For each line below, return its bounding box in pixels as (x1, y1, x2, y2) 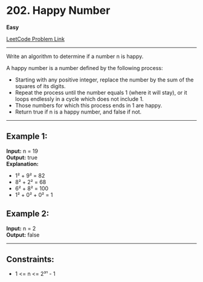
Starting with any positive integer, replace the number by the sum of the (14, 76, 195, 83)
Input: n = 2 (6, 225, 36, 232)
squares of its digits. (14, 82, 66, 89)
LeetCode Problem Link (6, 35, 65, 42)
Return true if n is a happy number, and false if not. (14, 108, 142, 115)
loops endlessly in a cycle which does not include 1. (14, 95, 144, 103)
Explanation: (6, 160, 39, 167)
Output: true (6, 153, 38, 161)
